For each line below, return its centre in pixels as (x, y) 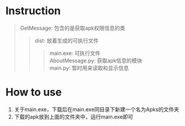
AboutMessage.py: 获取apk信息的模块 (96, 60)
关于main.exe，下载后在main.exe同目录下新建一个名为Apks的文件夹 (97, 109)
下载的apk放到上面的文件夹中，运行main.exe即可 (74, 117)
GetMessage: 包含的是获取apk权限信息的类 (72, 28)
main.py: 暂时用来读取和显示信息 (89, 68)
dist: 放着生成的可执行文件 (66, 40)
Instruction (33, 11)
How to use (34, 92)
